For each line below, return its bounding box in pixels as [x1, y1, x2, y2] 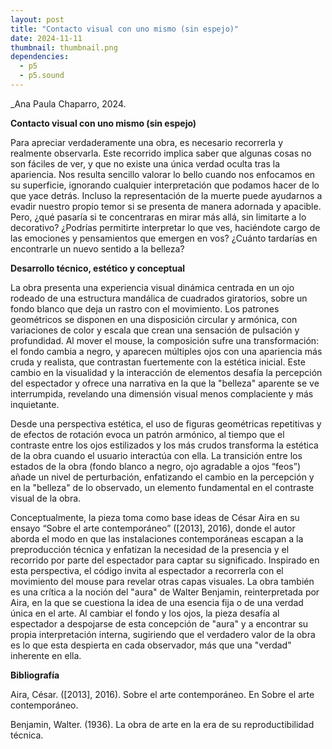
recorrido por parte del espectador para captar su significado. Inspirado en [10, 554, 320, 566]
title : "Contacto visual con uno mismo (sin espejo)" [10, 24, 240, 34]
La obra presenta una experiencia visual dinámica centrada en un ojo [10, 281, 295, 293]
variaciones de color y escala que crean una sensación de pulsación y [10, 324, 300, 336]
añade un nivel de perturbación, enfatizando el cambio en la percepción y [10, 471, 315, 483]
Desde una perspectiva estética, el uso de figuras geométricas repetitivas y [10, 417, 322, 430]
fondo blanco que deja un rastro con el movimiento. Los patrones [10, 302, 280, 315]
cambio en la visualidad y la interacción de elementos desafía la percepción [10, 366, 323, 378]
